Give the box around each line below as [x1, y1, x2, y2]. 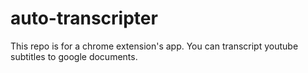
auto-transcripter [10, 7, 158, 30]
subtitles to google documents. [10, 50, 138, 62]
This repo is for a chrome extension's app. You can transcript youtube [10, 40, 299, 52]
